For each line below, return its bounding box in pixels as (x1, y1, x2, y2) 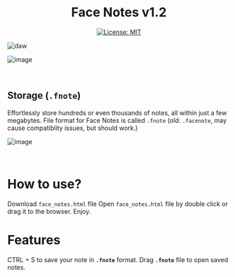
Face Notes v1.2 (71, 4, 167, 21)
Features (7, 232, 61, 248)
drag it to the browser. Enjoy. (7, 207, 91, 215)
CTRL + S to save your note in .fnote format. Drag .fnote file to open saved (7, 255, 229, 264)
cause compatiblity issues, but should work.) (7, 124, 138, 132)
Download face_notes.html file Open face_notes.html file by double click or (7, 200, 229, 208)
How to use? (7, 175, 82, 192)
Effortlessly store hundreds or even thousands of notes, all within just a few (7, 108, 227, 117)
